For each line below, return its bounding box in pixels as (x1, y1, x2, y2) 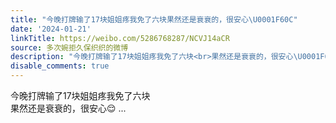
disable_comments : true (10, 61, 110, 71)
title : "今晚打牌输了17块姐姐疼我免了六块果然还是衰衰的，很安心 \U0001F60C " (10, 14, 298, 25)
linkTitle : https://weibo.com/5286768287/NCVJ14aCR (10, 33, 230, 43)
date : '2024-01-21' (10, 24, 92, 34)
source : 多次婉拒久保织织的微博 (10, 42, 129, 53)
